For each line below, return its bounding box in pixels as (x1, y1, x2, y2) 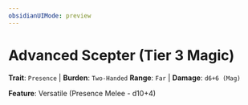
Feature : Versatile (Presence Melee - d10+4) (8, 88, 157, 98)
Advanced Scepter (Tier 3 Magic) (8, 46, 235, 64)
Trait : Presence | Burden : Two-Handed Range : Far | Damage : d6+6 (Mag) (8, 73, 241, 83)
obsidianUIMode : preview (8, 11, 91, 20)
